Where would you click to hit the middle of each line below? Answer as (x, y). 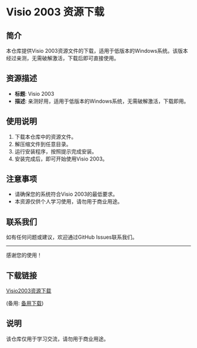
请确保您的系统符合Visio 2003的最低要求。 (66, 194)
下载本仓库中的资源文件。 (45, 136)
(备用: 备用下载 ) (25, 303)
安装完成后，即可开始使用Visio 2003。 (61, 159)
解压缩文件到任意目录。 (43, 144)
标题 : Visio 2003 (34, 93)
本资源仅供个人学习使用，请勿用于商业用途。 (69, 202)
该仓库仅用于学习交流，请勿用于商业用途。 (57, 339)
